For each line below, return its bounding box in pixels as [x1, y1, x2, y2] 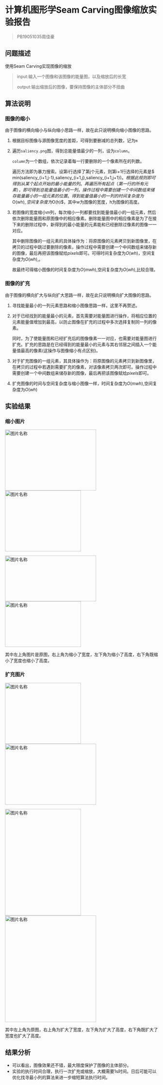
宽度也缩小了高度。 [13, 658, 52, 664]
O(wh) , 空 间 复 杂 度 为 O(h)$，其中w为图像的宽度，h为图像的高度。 [12, 199, 142, 205]
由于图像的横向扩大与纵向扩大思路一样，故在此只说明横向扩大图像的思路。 [5, 292, 154, 298]
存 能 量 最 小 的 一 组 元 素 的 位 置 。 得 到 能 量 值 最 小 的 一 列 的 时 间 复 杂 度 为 [12, 193, 144, 199]
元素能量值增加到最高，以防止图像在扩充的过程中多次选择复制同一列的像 [12, 319, 157, 324]
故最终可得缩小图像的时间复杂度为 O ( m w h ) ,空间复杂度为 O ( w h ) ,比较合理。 [12, 266, 158, 273]
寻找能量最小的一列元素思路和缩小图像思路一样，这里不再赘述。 [12, 303, 140, 308]
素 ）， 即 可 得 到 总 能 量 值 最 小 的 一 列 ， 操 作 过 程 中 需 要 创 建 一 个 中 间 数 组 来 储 [12, 187, 155, 193]
